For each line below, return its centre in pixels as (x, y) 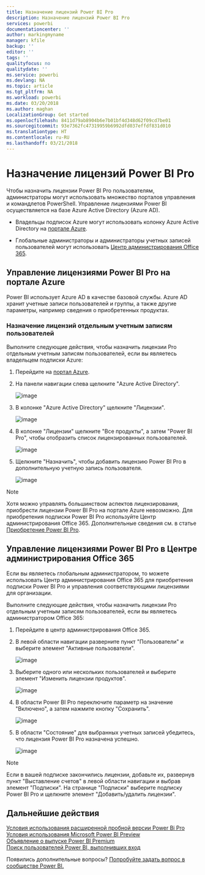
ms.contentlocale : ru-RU (38, 138)
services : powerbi (30, 23)
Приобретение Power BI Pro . (43, 529)
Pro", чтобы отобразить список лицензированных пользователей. (101, 437)
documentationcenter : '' (38, 29)
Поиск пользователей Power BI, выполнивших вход (73, 847)
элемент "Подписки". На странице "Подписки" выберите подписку (94, 787)
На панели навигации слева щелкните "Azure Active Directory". (97, 383)
